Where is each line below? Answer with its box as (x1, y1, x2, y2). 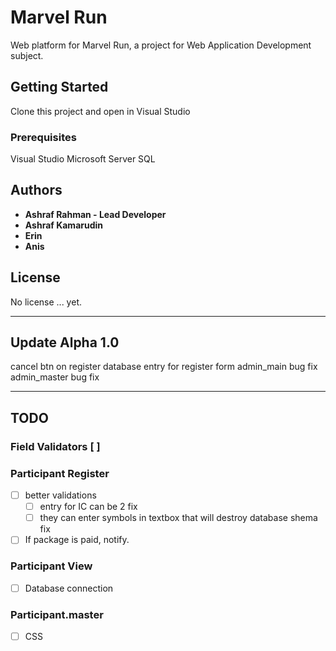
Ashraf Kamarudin (24, 219, 104, 231)
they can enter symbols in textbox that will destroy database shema (39, 512, 318, 524)
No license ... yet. (10, 296, 82, 308)
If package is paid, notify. (24, 534, 130, 546)
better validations (24, 489, 97, 501)
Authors (10, 182, 63, 199)
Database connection (24, 582, 114, 594)
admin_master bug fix (10, 371, 100, 383)
